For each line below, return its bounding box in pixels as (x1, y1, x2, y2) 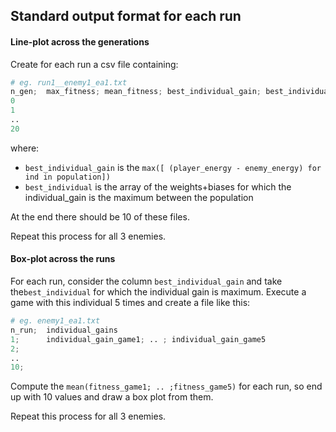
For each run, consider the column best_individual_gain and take (10, 275, 283, 288)
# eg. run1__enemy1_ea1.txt (10, 77, 128, 88)
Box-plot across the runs (10, 253, 116, 265)
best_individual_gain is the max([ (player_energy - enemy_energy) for (24, 161, 322, 173)
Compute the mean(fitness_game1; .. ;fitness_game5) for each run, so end (10, 380, 323, 393)
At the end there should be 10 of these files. (10, 210, 190, 223)
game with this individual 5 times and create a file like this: (10, 297, 251, 309)
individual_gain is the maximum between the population (24, 191, 254, 203)
